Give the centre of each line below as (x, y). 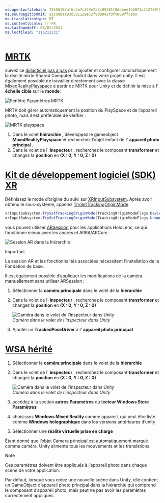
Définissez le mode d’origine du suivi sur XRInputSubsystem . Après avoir (79, 199)
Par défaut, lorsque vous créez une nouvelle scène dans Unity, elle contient (82, 479)
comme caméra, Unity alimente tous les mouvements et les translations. (78, 446)
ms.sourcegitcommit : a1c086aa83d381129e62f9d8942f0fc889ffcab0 (71, 14)
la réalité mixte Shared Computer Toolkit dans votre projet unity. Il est (75, 75)
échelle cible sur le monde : (33, 91)
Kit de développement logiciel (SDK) (81, 175)
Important (15, 251)
